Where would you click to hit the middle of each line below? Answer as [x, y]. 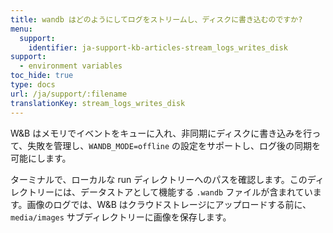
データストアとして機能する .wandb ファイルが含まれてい [196, 192]
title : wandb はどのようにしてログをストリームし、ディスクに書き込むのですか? [156, 19]
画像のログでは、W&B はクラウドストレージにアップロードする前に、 [169, 204]
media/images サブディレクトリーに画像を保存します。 [121, 217]
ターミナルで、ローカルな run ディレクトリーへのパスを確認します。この [159, 179]
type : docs [33, 85]
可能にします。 [41, 158]
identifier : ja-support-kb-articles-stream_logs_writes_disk [158, 47]
